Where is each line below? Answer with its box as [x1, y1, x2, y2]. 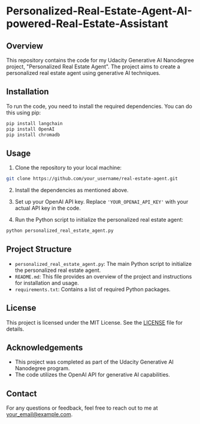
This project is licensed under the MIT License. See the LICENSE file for [6, 319, 183, 326]
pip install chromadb [6, 132, 60, 138]
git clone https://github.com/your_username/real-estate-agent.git [6, 175, 178, 182]
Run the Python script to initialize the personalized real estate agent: [14, 216, 184, 223]
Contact [6, 388, 37, 399]
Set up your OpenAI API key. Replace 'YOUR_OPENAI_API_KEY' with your [14, 198, 189, 205]
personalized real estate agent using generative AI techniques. [6, 69, 160, 76]
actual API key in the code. [14, 205, 81, 212]
